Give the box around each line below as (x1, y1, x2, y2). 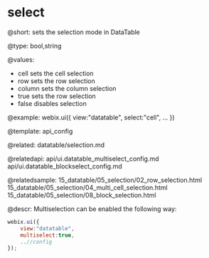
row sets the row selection (17, 76, 95, 85)
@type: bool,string (7, 41, 62, 50)
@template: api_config (7, 127, 73, 135)
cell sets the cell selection (17, 69, 94, 77)
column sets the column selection (17, 84, 117, 92)
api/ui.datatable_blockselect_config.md (7, 161, 122, 171)
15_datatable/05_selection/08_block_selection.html (7, 190, 156, 199)
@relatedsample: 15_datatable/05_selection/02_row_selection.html (7, 176, 203, 184)
